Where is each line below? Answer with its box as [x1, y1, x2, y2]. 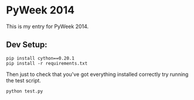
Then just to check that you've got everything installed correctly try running [6, 71, 189, 78]
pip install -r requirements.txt [6, 60, 88, 66]
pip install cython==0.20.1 [6, 55, 75, 61]
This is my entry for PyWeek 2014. [6, 23, 89, 30]
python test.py [6, 88, 43, 94]
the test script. [6, 77, 41, 84]
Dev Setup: [6, 40, 48, 50]
